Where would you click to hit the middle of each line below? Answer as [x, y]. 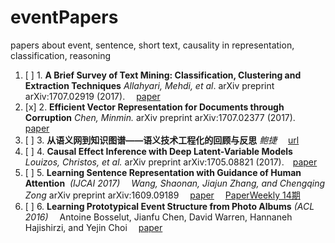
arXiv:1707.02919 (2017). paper [92, 96]
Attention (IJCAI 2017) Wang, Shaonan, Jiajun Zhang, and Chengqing [175, 183]
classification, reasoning [61, 55]
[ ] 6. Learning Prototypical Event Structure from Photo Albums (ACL [169, 206]
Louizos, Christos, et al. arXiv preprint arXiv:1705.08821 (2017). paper [171, 162]
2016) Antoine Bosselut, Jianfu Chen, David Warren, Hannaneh [158, 217]
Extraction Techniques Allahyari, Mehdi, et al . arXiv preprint [149, 85]
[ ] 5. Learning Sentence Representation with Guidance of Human [163, 172]
